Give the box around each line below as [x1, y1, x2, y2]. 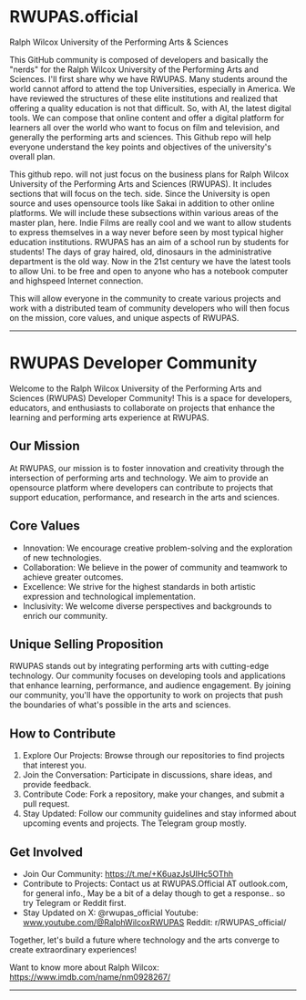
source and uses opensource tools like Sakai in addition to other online [9, 198, 275, 209]
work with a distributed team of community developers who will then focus [9, 303, 290, 314]
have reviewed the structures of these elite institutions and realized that [9, 93, 278, 104]
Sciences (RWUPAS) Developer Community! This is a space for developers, [9, 392, 292, 403]
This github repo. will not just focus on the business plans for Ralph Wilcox [9, 169, 290, 180]
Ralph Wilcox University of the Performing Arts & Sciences [9, 36, 229, 47]
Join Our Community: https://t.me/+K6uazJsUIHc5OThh [22, 868, 234, 879]
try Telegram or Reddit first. [22, 897, 127, 908]
